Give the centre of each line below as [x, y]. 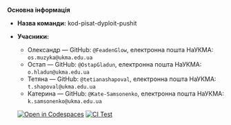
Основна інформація [39, 10]
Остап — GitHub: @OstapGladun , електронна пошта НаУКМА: [114, 64]
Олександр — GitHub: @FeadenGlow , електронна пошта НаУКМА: [120, 50]
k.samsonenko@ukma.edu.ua [64, 102]
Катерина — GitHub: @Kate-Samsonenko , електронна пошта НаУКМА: [125, 93]
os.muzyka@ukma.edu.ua [60, 58]
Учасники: [33, 36]
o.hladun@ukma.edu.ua [58, 72]
